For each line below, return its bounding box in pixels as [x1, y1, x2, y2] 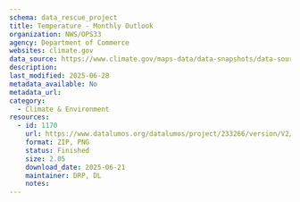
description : [9, 63, 58, 72]
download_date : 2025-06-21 [25, 163, 126, 172]
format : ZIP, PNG [25, 138, 90, 147]
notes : [25, 180, 50, 189]
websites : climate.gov [9, 46, 94, 55]
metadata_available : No [9, 80, 98, 88]
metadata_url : [9, 88, 62, 97]
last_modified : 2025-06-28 [9, 72, 110, 80]
